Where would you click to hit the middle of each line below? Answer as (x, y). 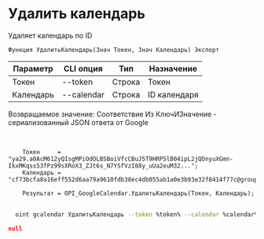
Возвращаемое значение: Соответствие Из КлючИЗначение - (113, 114)
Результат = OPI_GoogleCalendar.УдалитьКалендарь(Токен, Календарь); (139, 193)
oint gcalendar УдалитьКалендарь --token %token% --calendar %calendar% (137, 214)
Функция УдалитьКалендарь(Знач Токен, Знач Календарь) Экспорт (114, 50)
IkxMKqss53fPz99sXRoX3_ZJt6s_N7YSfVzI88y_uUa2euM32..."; (103, 166)
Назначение (173, 68)
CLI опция (83, 68)
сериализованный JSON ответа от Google (79, 122)
